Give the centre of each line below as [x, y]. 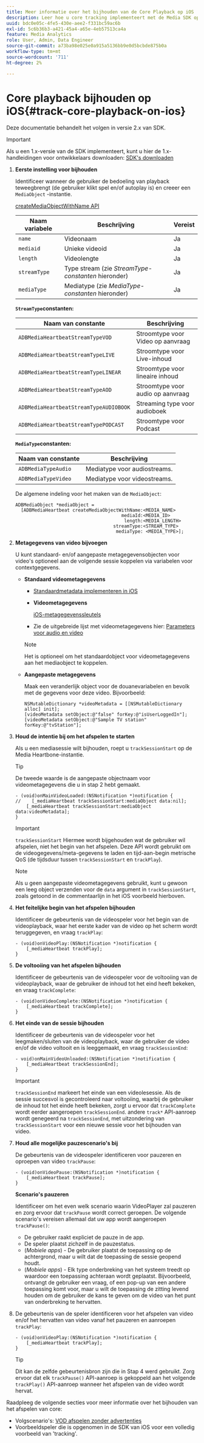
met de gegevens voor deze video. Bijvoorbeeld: [85, 693]
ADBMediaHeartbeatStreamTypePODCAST [71, 425]
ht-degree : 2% [24, 63]
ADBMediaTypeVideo [45, 479]
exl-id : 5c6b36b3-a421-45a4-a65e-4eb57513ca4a [66, 29]
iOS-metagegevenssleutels [67, 615]
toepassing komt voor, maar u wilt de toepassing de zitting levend [107, 1289]
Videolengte [81, 259]
